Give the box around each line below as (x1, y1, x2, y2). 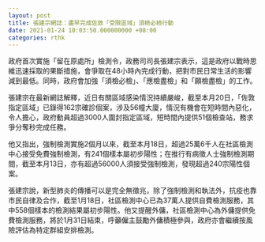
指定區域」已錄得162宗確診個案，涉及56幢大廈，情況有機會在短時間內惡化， (8, 103, 256, 112)
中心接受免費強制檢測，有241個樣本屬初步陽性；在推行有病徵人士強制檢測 (8, 149, 248, 159)
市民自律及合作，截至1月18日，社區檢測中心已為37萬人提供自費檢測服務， (8, 195, 248, 206)
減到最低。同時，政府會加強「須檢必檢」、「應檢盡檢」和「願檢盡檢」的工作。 (8, 76, 257, 85)
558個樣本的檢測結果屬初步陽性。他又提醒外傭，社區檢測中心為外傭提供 (14, 206, 249, 215)
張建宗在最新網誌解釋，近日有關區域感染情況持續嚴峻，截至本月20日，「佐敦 (8, 93, 256, 103)
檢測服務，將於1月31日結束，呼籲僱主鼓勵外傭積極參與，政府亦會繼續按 (14, 215, 247, 225)
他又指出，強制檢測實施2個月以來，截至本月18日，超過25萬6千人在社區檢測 (8, 139, 254, 149)
